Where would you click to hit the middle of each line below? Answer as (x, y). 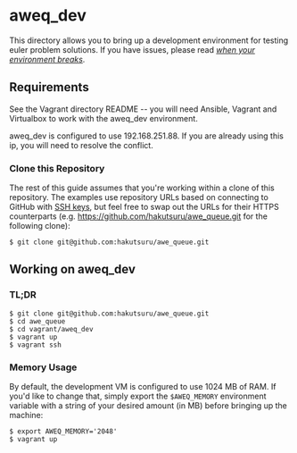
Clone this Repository (57, 168)
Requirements (49, 87)
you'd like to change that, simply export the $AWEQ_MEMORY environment (138, 396)
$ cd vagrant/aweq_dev (51, 329)
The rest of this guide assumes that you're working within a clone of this (142, 188)
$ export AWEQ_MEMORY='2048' (63, 432)
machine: (26, 415)
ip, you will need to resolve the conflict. (81, 145)
